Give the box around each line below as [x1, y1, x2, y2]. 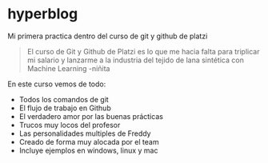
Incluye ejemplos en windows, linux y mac [18, 145, 158, 155]
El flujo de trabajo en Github [18, 103, 111, 113]
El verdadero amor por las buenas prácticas [18, 111, 163, 121]
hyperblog [7, 5, 78, 23]
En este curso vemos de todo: [7, 79, 106, 89]
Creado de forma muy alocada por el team [18, 137, 159, 146]
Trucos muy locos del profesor [18, 120, 121, 129]
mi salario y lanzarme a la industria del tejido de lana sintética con [26, 55, 245, 65]
